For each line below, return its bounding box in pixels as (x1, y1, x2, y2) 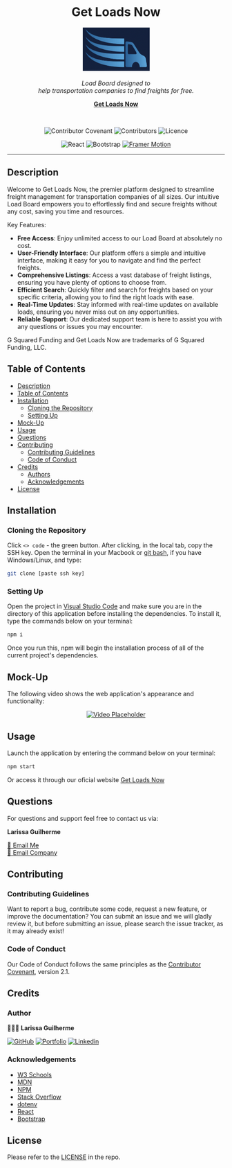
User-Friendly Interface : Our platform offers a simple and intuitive (17, 249, 206, 257)
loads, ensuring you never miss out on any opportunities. (17, 308, 180, 316)
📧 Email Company (7, 848, 57, 856)
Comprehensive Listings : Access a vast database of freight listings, (17, 271, 212, 279)
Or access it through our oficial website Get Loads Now (7, 775, 165, 784)
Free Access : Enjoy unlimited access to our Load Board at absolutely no (17, 233, 222, 242)
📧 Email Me (7, 841, 39, 849)
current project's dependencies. (7, 651, 99, 660)
